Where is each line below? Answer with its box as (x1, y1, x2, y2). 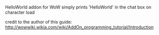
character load (5, 9, 35, 15)
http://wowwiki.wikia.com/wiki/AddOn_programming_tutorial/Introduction (5, 24, 154, 30)
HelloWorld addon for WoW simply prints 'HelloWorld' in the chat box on (5, 4, 152, 10)
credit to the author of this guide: (5, 19, 73, 25)
